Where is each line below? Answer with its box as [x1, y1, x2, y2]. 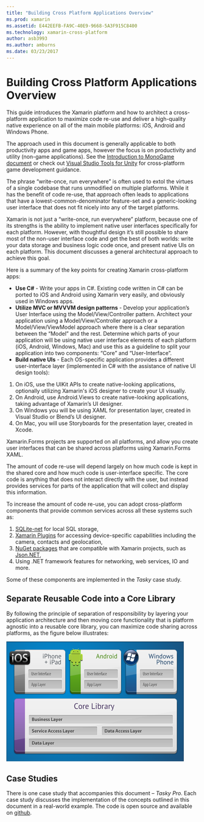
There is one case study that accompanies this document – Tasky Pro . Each [6, 790, 197, 797]
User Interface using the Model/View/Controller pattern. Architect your [15, 310, 193, 317]
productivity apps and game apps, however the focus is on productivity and [6, 146, 196, 154]
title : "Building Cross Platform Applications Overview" [6, 10, 154, 16]
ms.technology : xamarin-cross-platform [6, 29, 108, 35]
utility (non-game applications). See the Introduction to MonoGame [6, 153, 175, 160]
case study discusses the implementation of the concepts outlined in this [6, 796, 190, 804]
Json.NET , [15, 551, 41, 558]
